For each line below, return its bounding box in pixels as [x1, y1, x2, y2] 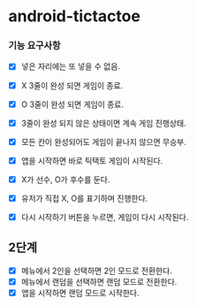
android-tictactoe [8, 6, 140, 27]
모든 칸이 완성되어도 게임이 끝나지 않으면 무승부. [20, 136, 186, 147]
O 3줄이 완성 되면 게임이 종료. [20, 99, 125, 110]
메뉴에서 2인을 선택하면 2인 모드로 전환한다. [20, 265, 173, 276]
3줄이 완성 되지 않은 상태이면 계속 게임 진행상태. [20, 118, 186, 128]
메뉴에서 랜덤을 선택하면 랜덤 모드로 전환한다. [20, 276, 178, 287]
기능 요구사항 [8, 40, 61, 52]
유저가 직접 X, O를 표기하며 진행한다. [20, 193, 148, 203]
